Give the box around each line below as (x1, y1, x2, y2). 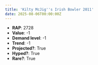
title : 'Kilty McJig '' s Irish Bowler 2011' (5, 7, 94, 12)
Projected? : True (12, 45, 46, 51)
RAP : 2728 (12, 25, 34, 30)
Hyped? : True (12, 50, 40, 56)
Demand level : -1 (12, 35, 47, 41)
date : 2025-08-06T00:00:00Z (5, 12, 62, 16)
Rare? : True (12, 55, 36, 61)
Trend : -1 (12, 40, 30, 46)
